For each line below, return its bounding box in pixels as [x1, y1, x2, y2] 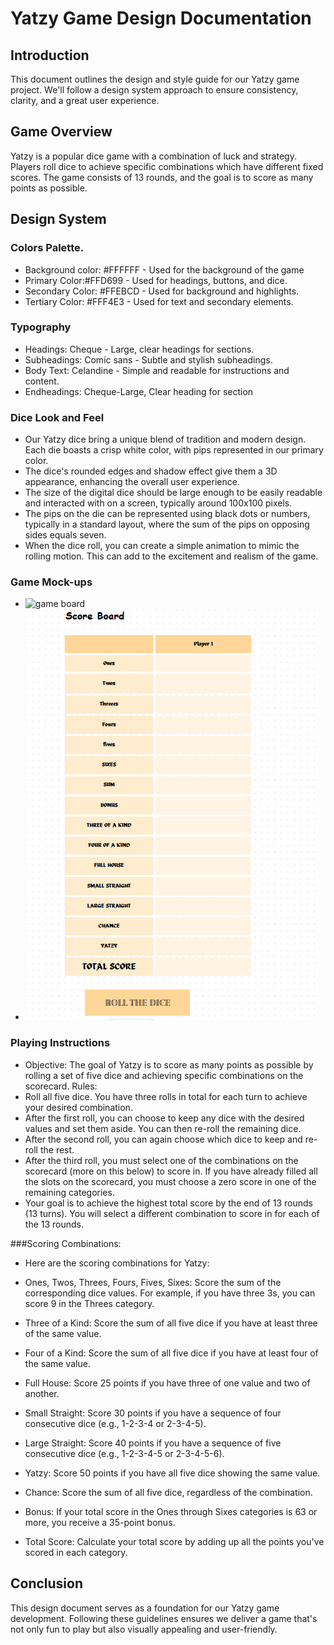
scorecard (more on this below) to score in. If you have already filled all [24, 1165, 318, 1177]
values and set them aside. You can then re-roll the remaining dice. [24, 1122, 302, 1134]
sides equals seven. [24, 529, 107, 541]
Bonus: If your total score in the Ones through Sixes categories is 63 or [24, 1505, 318, 1517]
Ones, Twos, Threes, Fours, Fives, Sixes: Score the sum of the [24, 1276, 282, 1288]
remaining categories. [24, 1186, 115, 1198]
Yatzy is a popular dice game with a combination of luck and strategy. [10, 150, 297, 162]
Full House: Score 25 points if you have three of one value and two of [24, 1377, 311, 1389]
